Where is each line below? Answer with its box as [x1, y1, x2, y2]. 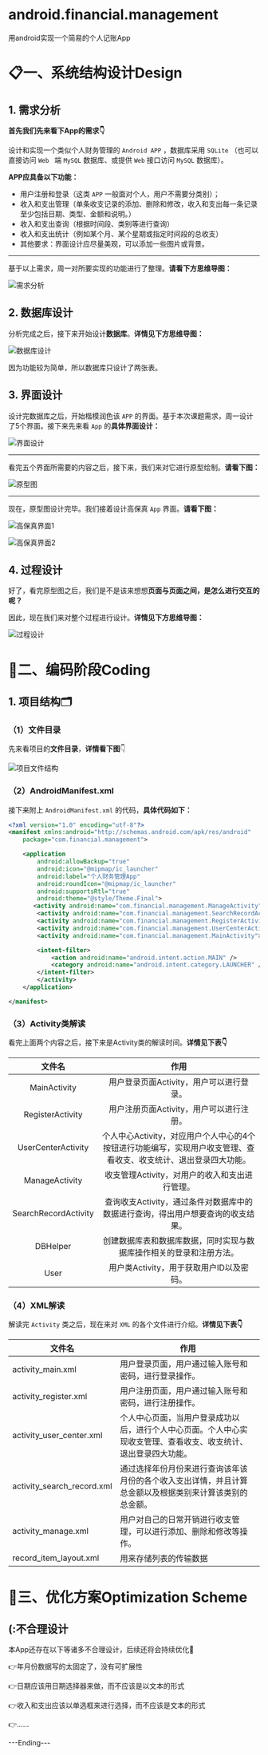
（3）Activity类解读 [8, 1018, 86, 1029]
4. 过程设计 [8, 563, 63, 576]
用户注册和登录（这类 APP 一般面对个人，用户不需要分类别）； [19, 189, 221, 199]
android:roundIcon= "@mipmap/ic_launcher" [37, 879, 177, 887]
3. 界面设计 [8, 389, 63, 402]
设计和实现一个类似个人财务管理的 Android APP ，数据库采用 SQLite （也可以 [8, 145, 259, 155]
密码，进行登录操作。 [120, 1370, 201, 1381]
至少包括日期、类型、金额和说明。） [19, 209, 136, 219]
